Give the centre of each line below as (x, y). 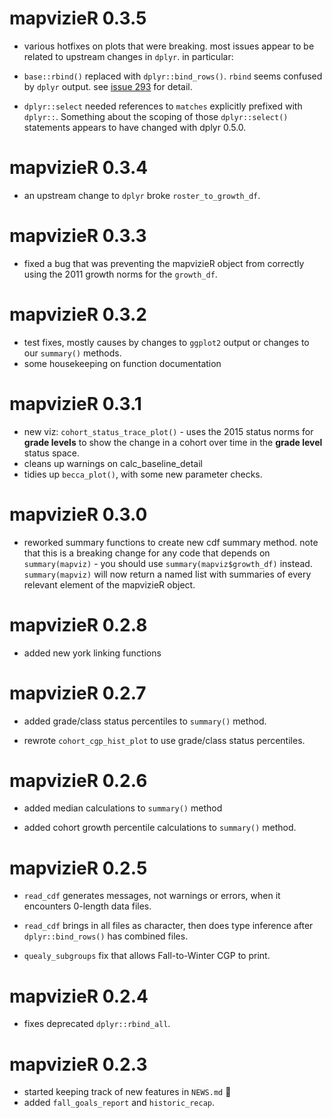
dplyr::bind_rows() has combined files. (106, 936)
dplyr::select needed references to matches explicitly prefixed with (163, 106)
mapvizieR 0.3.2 (78, 314)
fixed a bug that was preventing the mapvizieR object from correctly (164, 263)
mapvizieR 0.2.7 (78, 693)
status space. (52, 453)
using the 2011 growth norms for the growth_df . (120, 274)
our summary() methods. (72, 353)
